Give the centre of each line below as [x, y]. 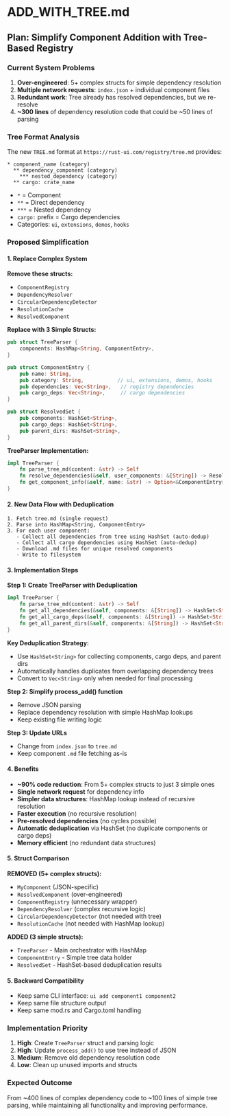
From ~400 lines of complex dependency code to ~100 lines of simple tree [112, 1097]
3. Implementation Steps [43, 570]
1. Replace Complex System [47, 258]
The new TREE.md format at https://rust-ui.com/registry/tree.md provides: [115, 152]
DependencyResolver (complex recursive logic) [81, 908]
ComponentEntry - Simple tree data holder [74, 957]
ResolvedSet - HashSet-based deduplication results [89, 964]
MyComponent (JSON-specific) [58, 886]
